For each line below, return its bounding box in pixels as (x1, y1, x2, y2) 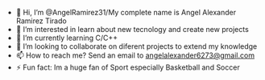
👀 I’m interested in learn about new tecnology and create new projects (15, 25, 250, 34)
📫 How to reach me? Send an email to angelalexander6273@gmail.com (15, 50, 255, 60)
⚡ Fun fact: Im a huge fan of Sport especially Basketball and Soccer (15, 62, 240, 72)
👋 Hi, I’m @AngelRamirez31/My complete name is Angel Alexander (15, 8, 236, 17)
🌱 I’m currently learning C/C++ (15, 33, 118, 42)
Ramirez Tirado (15, 16, 67, 26)
